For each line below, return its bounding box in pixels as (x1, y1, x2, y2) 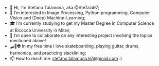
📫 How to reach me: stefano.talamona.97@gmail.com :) (9, 56, 123, 61)
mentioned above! (9, 38, 46, 43)
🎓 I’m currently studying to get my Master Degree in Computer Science (9, 20, 154, 26)
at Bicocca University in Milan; (9, 27, 71, 33)
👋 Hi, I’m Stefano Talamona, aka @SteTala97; (9, 5, 100, 10)
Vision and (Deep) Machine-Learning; (9, 15, 86, 20)
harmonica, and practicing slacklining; (9, 50, 87, 56)
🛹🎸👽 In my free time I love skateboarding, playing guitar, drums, (9, 43, 140, 49)
